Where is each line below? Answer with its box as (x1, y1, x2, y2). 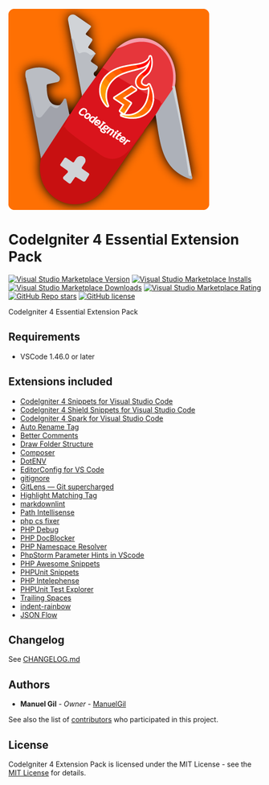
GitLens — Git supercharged (19, 482, 115, 491)
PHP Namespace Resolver (19, 541, 108, 551)
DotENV (19, 456, 47, 466)
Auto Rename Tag (19, 421, 79, 431)
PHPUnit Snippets (19, 567, 79, 577)
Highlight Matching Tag (19, 490, 98, 499)
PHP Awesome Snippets (19, 558, 100, 568)
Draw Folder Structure (19, 439, 94, 449)
